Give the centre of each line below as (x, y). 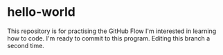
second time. (26, 45)
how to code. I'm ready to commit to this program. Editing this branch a (109, 38)
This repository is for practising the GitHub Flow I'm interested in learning (112, 31)
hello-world (42, 12)
